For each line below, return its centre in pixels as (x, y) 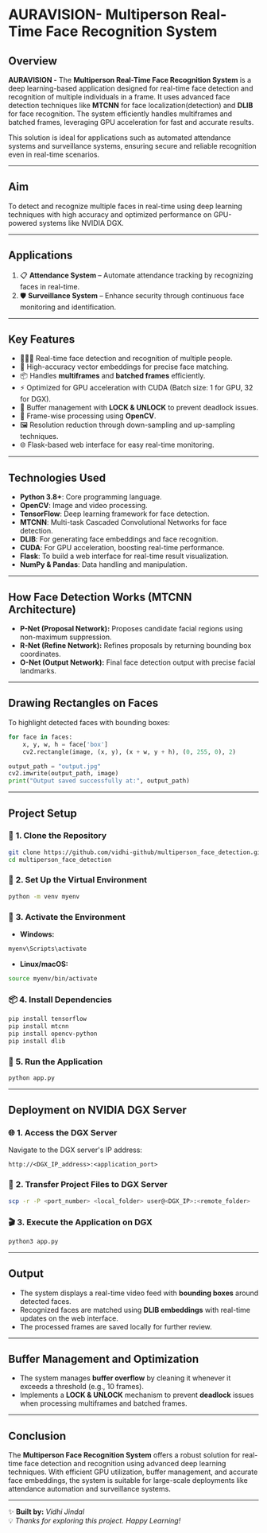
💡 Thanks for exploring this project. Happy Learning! (95, 1521)
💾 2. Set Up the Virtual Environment (78, 880)
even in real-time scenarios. (54, 154)
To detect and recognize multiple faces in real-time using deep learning (125, 206)
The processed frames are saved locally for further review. (116, 1326)
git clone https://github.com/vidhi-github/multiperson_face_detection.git (136, 852)
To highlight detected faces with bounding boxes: (89, 722)
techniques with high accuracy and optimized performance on (110, 214)
